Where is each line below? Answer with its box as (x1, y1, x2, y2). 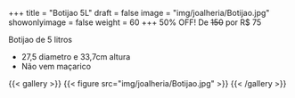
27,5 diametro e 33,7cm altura (20, 52, 131, 61)
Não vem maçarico (20, 61, 91, 71)
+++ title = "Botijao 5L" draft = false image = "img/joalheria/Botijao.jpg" (8, 8, 270, 18)
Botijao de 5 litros (8, 35, 73, 45)
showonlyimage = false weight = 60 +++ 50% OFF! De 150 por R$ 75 (8, 17, 262, 28)
